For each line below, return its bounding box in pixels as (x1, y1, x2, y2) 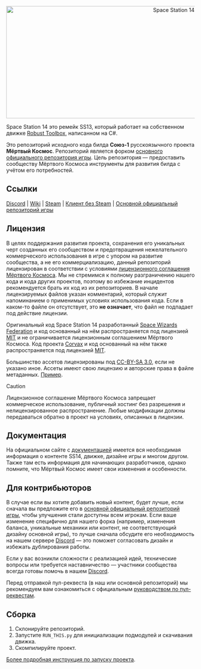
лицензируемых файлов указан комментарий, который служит (6, 290, 167, 298)
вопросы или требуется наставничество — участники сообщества (6, 561, 178, 568)
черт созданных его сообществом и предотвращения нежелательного (6, 246, 187, 253)
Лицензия (6, 223, 45, 234)
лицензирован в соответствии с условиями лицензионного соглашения (6, 265, 190, 272)
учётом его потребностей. (6, 167, 74, 174)
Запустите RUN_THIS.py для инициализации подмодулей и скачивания (14, 632, 193, 639)
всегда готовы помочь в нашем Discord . (6, 568, 109, 575)
